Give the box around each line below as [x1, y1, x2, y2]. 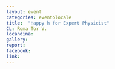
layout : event [6, 8, 42, 15]
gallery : [6, 37, 28, 43]
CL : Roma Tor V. [6, 25, 47, 32]
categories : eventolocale [6, 14, 71, 20]
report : [6, 43, 26, 49]
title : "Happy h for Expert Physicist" [6, 20, 110, 26]
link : [6, 53, 20, 59]
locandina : [6, 31, 34, 37]
